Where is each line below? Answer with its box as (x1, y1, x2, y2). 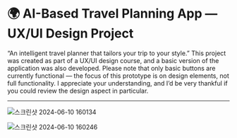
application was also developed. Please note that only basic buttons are (7, 64, 216, 72)
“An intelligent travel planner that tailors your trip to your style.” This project (7, 49, 226, 57)
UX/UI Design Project (7, 25, 134, 42)
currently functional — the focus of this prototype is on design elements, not (7, 71, 229, 80)
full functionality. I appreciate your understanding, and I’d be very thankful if (7, 79, 228, 87)
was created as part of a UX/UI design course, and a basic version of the (7, 56, 219, 64)
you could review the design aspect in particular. (7, 86, 149, 95)
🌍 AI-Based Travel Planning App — (7, 6, 218, 22)
